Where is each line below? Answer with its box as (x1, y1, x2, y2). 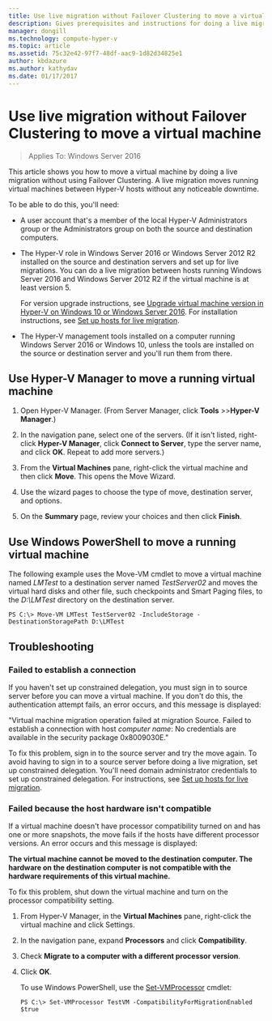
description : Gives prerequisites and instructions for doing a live (8, 19, 249, 28)
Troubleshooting (8, 640, 95, 653)
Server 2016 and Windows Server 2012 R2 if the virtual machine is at (19, 274, 249, 283)
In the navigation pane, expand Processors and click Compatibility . (19, 936, 247, 946)
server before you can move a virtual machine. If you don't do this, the (8, 691, 243, 700)
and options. (19, 496, 62, 506)
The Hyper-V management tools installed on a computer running (19, 331, 236, 341)
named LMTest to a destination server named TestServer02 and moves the (8, 578, 257, 588)
